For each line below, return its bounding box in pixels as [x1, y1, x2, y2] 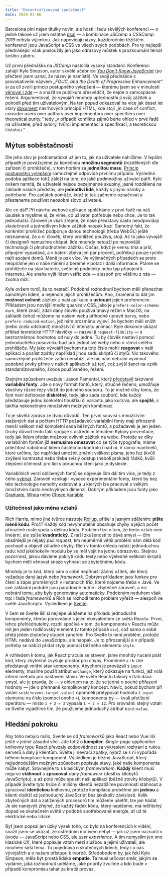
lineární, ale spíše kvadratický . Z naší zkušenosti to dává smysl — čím [5, 532, 150, 538]
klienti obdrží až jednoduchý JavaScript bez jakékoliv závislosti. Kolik [5, 792, 148, 798]
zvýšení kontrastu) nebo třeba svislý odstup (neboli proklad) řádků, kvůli [5, 455, 155, 461]
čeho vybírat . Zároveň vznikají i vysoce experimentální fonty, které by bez [5, 476, 158, 482]
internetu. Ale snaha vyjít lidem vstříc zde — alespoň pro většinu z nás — [5, 271, 156, 277]
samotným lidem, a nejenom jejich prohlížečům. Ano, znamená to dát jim [5, 291, 155, 297]
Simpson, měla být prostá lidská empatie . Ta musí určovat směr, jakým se [5, 855, 157, 861]
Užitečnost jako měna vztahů [5, 504, 78, 511]
